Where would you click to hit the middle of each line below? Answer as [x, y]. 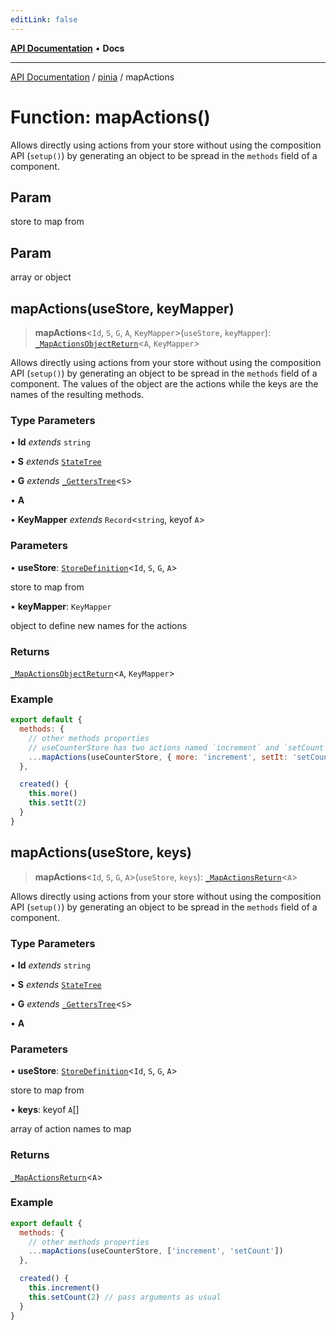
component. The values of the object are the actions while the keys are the [164, 384]
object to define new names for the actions [99, 625]
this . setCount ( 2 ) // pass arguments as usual [125, 1297]
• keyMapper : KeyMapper [61, 606]
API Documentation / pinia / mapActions [92, 77]
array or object [41, 277]
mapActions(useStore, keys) [101, 852]
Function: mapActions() [110, 117]
